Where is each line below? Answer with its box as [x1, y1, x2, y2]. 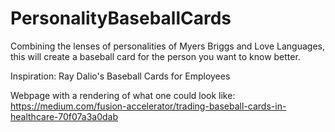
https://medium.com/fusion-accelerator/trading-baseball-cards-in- [10, 100, 287, 112]
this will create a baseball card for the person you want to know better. [10, 50, 301, 62]
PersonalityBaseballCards [10, 7, 232, 30]
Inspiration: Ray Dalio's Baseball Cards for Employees [10, 70, 231, 82]
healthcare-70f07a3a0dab [10, 110, 118, 122]
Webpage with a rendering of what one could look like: [10, 89, 236, 101]
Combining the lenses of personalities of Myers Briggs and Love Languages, [10, 40, 326, 52]
